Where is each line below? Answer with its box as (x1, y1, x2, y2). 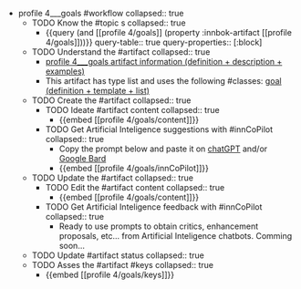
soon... (58, 241, 85, 251)
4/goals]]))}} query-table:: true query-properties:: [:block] (45, 36, 263, 47)
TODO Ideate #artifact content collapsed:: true (45, 105, 221, 115)
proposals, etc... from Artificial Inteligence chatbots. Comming (58, 231, 293, 241)
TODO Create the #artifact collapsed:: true (31, 95, 192, 106)
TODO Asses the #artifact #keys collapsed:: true (31, 260, 214, 270)
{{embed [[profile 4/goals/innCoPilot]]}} (58, 163, 210, 173)
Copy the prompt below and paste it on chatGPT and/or (58, 143, 268, 154)
